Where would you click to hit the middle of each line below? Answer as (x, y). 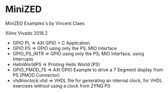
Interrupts (23, 59)
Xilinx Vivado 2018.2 (27, 33)
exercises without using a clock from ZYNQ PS (61, 86)
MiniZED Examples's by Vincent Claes (45, 23)
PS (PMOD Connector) (36, 75)
